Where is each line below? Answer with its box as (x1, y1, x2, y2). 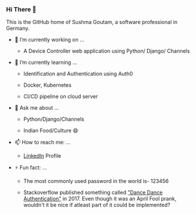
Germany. (6, 25, 30, 32)
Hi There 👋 (6, 5, 36, 13)
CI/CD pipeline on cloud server (23, 93, 98, 100)
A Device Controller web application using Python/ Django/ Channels (23, 47, 190, 55)
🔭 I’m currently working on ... (14, 36, 85, 43)
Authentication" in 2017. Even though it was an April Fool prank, (23, 195, 177, 202)
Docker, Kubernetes (23, 81, 72, 89)
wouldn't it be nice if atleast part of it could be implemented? (23, 202, 171, 209)
